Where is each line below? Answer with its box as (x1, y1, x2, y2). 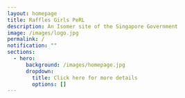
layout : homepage (7, 10, 58, 17)
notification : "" (7, 42, 58, 49)
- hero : (13, 55, 36, 62)
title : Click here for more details (32, 74, 138, 81)
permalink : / (7, 36, 45, 43)
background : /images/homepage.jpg (25, 61, 126, 68)
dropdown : (25, 68, 54, 75)
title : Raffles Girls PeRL (7, 17, 85, 23)
